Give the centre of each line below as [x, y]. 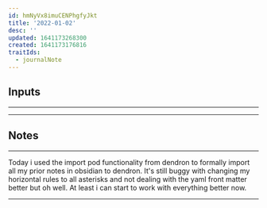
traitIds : [25, 52]
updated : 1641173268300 [48, 38]
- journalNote [39, 60]
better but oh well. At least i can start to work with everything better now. [128, 187]
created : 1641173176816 [48, 45]
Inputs [25, 92]
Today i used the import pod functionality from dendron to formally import [129, 162]
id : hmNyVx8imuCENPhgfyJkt [53, 15]
